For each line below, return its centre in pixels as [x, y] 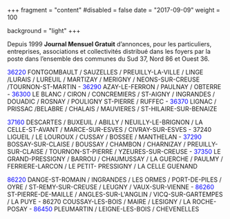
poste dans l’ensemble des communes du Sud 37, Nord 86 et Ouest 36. [108, 59]
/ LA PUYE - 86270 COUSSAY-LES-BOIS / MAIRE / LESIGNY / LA [99, 202]
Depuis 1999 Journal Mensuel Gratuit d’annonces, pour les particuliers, [109, 44]
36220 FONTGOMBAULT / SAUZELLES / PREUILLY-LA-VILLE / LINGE [105, 72]
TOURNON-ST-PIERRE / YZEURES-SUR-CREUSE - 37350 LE [135, 152]
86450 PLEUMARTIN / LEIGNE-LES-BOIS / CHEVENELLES [116, 209]
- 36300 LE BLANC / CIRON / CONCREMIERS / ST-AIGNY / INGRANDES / [111, 94]
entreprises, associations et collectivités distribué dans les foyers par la [109, 51]
